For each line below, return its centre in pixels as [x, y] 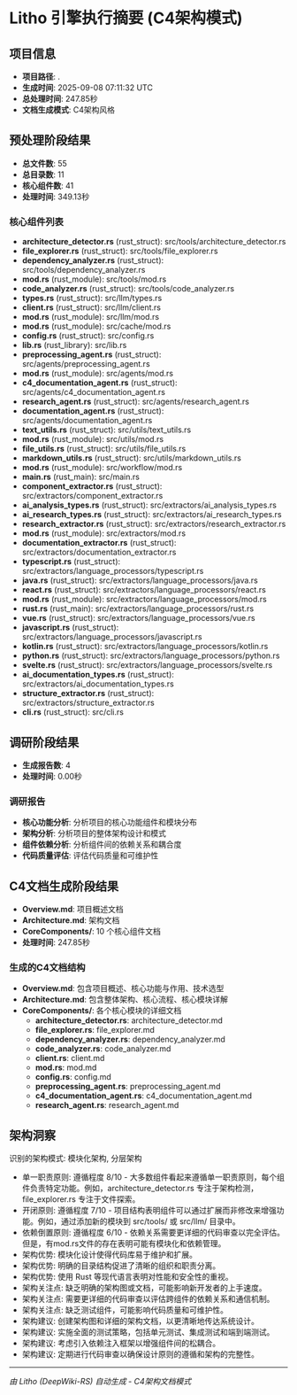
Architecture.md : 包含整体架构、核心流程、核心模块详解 [125, 1000]
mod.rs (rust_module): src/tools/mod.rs [94, 279]
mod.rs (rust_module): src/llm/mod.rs [91, 317]
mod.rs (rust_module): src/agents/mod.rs [98, 374]
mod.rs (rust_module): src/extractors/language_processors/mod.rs [144, 600]
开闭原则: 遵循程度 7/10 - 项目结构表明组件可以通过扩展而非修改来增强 [149, 1211]
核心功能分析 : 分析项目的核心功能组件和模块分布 [109, 822]
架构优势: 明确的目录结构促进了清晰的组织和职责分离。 [121, 1266]
